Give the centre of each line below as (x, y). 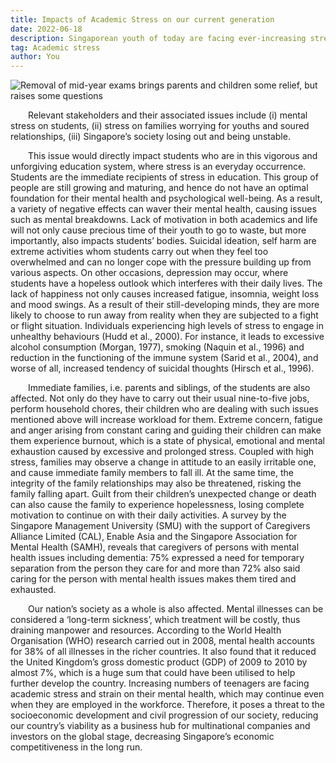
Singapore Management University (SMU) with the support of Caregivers (160, 526)
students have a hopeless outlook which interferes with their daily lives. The (166, 283)
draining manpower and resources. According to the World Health (146, 630)
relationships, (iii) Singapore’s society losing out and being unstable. (150, 137)
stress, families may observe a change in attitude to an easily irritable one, (163, 462)
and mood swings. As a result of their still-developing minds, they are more (165, 305)
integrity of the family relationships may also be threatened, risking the (156, 483)
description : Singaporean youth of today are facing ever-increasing (158, 38)
